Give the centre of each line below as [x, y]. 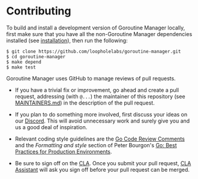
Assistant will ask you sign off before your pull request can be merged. [102, 169]
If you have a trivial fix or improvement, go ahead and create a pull [97, 90]
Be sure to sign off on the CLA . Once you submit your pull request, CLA [103, 163]
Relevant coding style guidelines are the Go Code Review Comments [100, 139]
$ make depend [24, 62]
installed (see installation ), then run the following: [67, 40]
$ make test [21, 67]
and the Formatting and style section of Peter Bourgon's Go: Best [96, 145]
